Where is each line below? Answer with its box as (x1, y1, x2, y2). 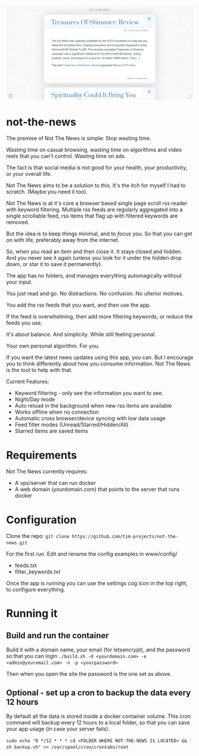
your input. (6, 279, 33, 286)
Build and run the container (6, 630, 109, 641)
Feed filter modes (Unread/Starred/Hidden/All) (14, 421, 129, 429)
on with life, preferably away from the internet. (6, 237, 120, 244)
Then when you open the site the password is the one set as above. (6, 670, 172, 678)
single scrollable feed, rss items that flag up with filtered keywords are (6, 212, 178, 219)
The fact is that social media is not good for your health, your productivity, (6, 164, 188, 171)
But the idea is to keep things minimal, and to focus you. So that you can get (6, 230, 192, 237)
